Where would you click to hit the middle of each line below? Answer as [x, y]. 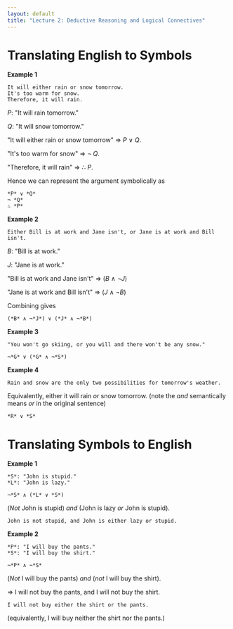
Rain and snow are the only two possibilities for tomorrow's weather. [114, 383]
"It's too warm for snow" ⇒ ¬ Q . [54, 154]
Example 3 [23, 332]
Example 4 [23, 370]
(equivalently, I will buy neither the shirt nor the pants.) [86, 618]
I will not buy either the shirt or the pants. [78, 605]
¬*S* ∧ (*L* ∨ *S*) [36, 495]
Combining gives [32, 306]
